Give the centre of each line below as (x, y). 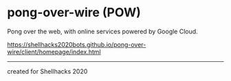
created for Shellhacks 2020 (47, 71)
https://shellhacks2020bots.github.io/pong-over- (77, 44)
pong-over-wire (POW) (74, 13)
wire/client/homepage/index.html (54, 52)
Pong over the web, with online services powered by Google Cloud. (102, 31)
